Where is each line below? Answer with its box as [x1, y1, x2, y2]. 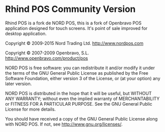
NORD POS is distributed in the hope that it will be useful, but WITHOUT [5, 90, 152, 96]
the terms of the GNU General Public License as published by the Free [5, 70, 149, 76]
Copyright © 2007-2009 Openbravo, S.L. [5, 50, 89, 56]
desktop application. [5, 30, 47, 36]
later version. [5, 81, 32, 87]
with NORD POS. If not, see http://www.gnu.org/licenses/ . [5, 121, 123, 127]
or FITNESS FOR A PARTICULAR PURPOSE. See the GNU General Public [5, 101, 153, 107]
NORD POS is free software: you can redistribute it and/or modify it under [5, 65, 155, 71]
